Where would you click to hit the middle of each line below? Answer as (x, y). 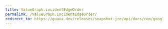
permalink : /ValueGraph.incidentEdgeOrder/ (51, 14)
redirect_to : (19, 19)
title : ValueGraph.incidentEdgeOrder (44, 10)
